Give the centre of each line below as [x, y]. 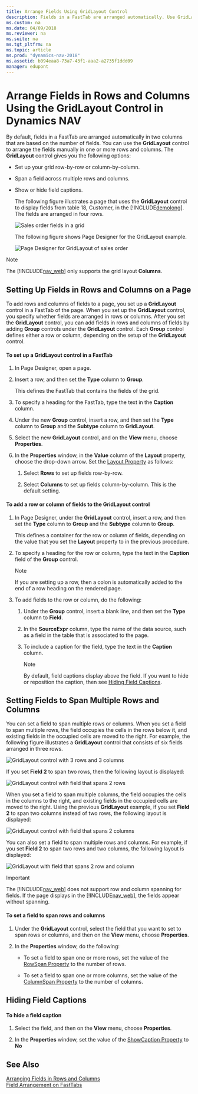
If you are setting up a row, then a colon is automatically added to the [98, 582]
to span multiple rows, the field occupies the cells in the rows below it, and [97, 730]
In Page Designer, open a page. [53, 368]
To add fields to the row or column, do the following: [78, 600]
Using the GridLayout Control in [85, 108]
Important [18, 878]
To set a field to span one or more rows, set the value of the [96, 957]
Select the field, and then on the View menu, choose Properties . [93, 1028]
